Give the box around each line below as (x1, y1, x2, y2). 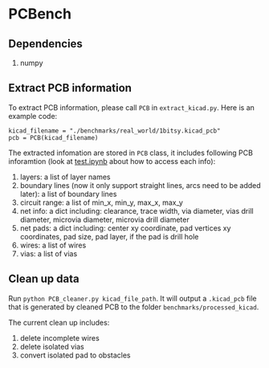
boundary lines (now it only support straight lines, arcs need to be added (19, 180, 261, 190)
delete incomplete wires (19, 333, 100, 342)
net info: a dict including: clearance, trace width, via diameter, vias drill (19, 206, 255, 215)
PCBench (8, 5, 72, 23)
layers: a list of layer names (19, 172, 111, 182)
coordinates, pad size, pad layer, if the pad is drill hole (19, 231, 199, 241)
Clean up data (8, 272, 79, 286)
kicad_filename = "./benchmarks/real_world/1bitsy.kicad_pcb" (8, 126, 221, 135)
